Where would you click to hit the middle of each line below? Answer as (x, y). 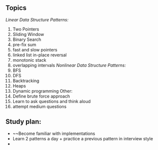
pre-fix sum (24, 44)
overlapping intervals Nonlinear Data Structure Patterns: (69, 65)
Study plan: (23, 122)
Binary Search (27, 39)
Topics (16, 8)
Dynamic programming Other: (42, 91)
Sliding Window (28, 34)
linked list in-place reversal (40, 55)
